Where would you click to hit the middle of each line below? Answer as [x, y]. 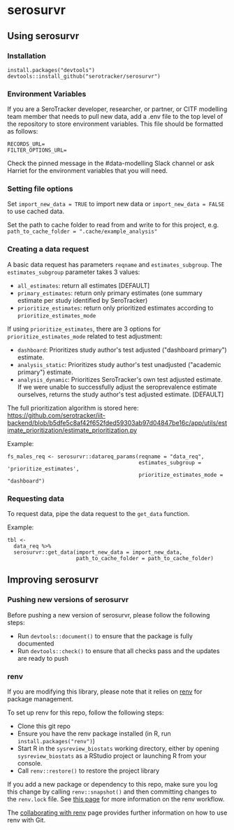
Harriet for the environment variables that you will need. [87, 171]
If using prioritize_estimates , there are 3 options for [84, 329]
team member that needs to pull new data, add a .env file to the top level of [115, 117]
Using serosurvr [43, 36]
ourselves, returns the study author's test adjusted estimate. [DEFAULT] [120, 394]
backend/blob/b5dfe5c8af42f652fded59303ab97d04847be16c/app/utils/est [117, 422]
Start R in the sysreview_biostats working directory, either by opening [118, 749]
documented [36, 643]
